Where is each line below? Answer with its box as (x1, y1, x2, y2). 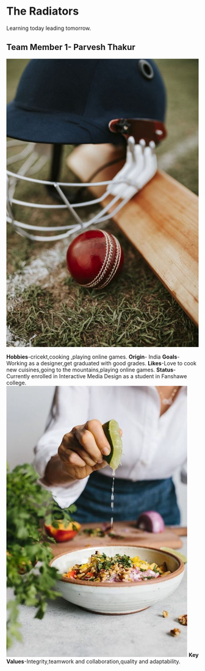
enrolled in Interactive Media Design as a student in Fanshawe (31, 372, 187, 379)
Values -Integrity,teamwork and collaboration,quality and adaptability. (6, 658, 181, 665)
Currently (6, 372, 31, 379)
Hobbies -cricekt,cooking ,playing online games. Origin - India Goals (6, 353, 178, 361)
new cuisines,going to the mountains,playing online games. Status (6, 366, 174, 373)
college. (6, 379, 27, 386)
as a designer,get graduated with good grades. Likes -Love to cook (28, 359, 197, 367)
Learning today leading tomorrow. (6, 24, 92, 32)
